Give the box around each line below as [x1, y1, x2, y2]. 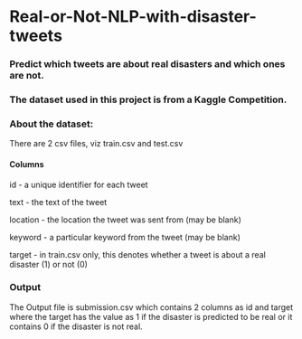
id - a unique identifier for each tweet [9, 179, 148, 190]
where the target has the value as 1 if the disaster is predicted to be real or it [9, 311, 293, 322]
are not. [9, 70, 45, 82]
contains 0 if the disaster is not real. [9, 321, 143, 332]
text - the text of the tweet [9, 196, 108, 207]
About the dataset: [9, 118, 94, 130]
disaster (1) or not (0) [9, 259, 89, 269]
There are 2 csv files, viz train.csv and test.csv [9, 138, 184, 149]
